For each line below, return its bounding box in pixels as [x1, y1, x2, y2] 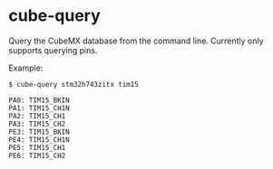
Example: [8, 62, 44, 73]
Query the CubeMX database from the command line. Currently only [8, 35, 264, 46]
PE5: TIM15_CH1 [8, 143, 66, 152]
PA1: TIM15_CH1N [8, 103, 70, 113]
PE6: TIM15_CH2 [8, 151, 66, 160]
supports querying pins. [8, 44, 98, 55]
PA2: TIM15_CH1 [8, 111, 66, 120]
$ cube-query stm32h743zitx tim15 [8, 80, 140, 89]
